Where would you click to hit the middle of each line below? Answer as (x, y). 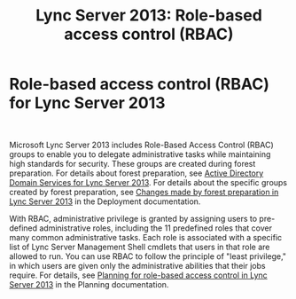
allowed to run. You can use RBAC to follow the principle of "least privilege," (148, 256)
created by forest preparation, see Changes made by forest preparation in (144, 192)
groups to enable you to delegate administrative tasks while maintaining (140, 154)
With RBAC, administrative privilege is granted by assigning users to (133, 218)
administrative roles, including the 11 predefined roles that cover (156, 228)
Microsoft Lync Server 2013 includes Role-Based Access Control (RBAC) (141, 145)
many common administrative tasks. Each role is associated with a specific (146, 237)
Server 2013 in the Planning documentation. (89, 284)
